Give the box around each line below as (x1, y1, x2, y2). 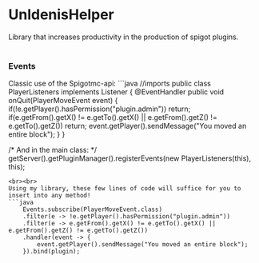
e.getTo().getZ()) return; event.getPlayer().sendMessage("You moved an (8, 122, 247, 131)
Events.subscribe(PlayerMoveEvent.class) (22, 205, 162, 213)
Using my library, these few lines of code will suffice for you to (8, 185, 241, 193)
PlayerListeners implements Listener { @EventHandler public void (8, 87, 225, 97)
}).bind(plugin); (22, 248, 81, 256)
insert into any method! (8, 192, 91, 200)
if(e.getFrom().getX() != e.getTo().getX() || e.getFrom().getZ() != (8, 113, 217, 122)
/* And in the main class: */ (8, 145, 98, 155)
